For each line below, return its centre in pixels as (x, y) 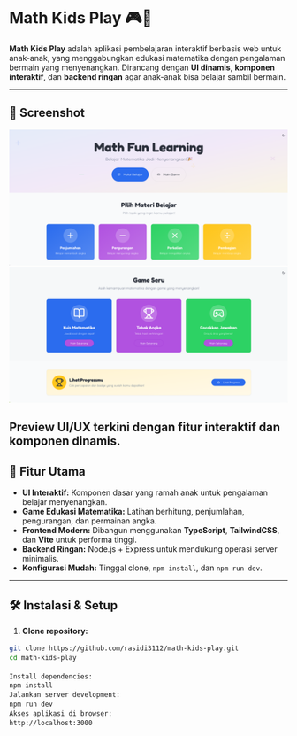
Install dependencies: (51, 676)
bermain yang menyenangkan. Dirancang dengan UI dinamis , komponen (142, 67)
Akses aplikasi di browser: (61, 714)
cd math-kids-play (43, 657)
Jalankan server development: (65, 695)
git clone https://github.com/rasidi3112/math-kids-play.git (124, 648)
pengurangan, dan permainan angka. (89, 521)
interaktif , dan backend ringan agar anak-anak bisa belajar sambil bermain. (148, 76)
